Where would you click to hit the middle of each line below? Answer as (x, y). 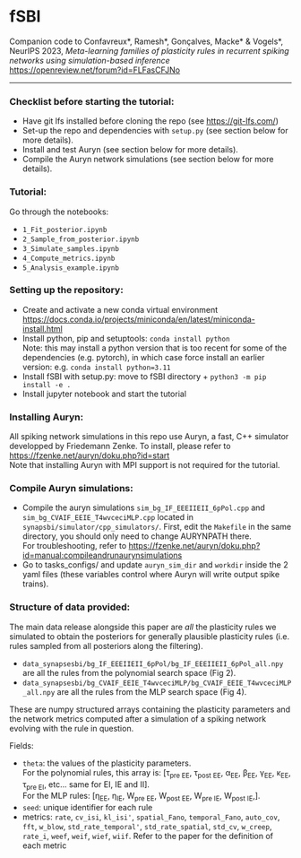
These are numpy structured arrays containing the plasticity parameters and (150, 709)
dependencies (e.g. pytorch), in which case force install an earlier (143, 357)
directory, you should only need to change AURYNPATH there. (137, 536)
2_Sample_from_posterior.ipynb (81, 239)
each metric (44, 845)
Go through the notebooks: (59, 212)
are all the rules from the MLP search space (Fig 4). (152, 691)
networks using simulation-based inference (90, 60)
